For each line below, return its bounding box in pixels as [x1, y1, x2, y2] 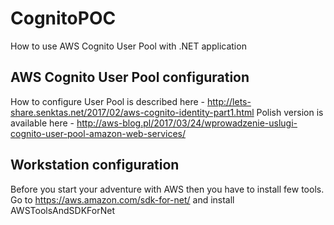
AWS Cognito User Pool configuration [10, 69, 250, 86]
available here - [10, 117, 75, 129]
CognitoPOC [10, 7, 117, 30]
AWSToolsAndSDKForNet [10, 204, 115, 216]
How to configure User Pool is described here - [10, 95, 206, 107]
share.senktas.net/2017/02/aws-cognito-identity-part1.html [10, 106, 255, 118]
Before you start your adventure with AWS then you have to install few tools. [10, 183, 325, 195]
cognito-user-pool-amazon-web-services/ [10, 127, 186, 139]
